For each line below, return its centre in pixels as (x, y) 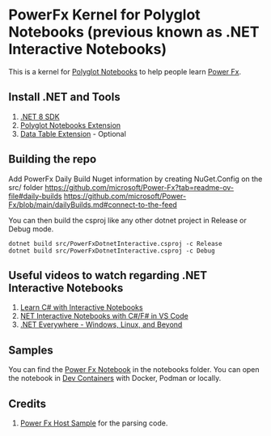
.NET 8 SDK (40, 116)
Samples (31, 350)
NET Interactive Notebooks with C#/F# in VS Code (104, 316)
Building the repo (53, 159)
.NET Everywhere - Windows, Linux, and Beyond (101, 324)
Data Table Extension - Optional (73, 133)
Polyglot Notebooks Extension (70, 125)
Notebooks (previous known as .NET (134, 32)
